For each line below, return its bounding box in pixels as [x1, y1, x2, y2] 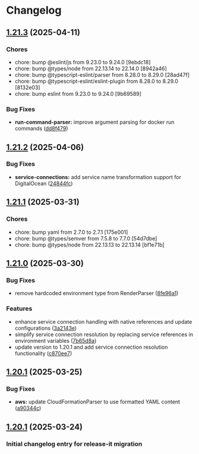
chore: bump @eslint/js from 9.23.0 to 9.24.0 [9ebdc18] [14, 58, 151, 65]
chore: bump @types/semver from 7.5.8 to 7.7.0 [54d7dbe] [14, 234, 157, 242]
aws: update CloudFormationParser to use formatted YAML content [14, 398, 180, 405]
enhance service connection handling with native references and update [14, 318, 192, 325]
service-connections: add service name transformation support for [14, 173, 181, 180]
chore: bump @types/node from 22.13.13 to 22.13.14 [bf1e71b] [14, 241, 165, 248]
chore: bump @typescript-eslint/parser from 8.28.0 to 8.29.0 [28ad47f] [14, 71, 190, 78]
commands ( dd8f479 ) [14, 125, 68, 132]
